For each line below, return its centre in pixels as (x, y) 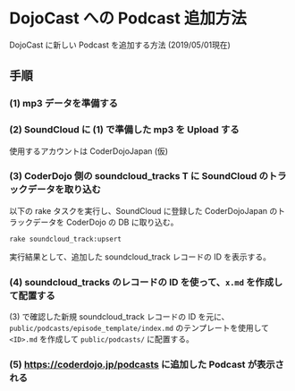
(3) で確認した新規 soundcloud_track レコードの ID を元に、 (119, 317)
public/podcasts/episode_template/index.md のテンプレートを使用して (139, 328)
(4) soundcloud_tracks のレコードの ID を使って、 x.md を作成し (146, 282)
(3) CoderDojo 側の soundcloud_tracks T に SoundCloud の (139, 176)
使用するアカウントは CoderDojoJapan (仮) (88, 151)
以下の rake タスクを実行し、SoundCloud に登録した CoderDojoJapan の (143, 210)
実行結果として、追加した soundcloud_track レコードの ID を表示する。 (140, 257)
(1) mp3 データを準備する (64, 104)
